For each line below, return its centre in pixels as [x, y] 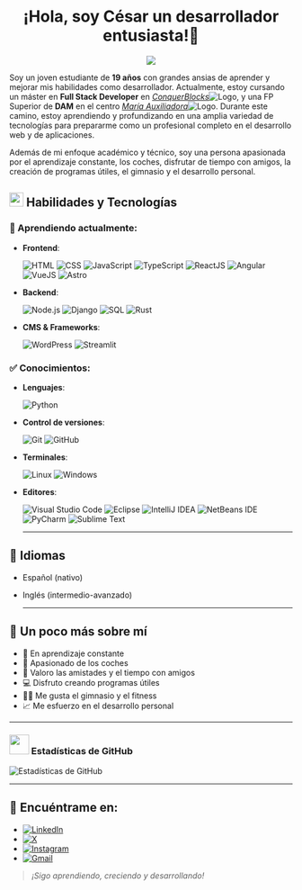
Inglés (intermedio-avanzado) [77, 595]
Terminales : [45, 457]
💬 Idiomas [37, 556]
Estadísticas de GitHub [82, 751]
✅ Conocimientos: [50, 368]
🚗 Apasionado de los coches [75, 662]
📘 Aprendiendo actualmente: [73, 229]
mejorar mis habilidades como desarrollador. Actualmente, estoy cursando [147, 86]
